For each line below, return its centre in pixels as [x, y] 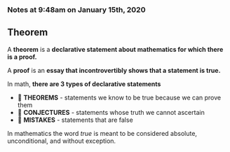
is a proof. [22, 57]
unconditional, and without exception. [62, 141]
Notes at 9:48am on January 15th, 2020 [76, 10]
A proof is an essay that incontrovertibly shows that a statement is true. [114, 70]
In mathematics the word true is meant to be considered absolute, [102, 133]
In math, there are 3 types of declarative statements [84, 84]
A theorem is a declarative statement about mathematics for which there [115, 49]
